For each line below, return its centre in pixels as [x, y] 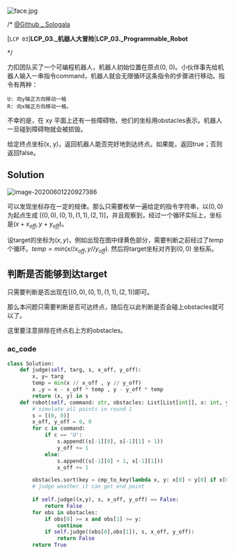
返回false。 [23, 153]
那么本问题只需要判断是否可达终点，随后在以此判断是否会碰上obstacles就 [112, 307]
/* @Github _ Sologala [39, 24]
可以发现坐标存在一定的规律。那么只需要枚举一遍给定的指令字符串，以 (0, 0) [115, 206]
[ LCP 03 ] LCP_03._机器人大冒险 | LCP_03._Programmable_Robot [97, 39]
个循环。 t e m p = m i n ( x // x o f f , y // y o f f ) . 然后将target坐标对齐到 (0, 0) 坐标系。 [112, 249]
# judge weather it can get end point [88, 487]
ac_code [22, 349]
